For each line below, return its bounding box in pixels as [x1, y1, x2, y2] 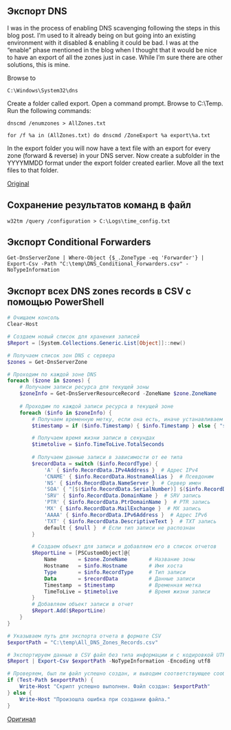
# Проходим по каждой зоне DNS [7, 371, 97, 378]
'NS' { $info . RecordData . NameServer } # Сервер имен [43, 479, 201, 487]
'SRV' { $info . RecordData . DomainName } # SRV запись [43, 492, 201, 499]
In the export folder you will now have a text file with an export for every [7, 144, 211, 152]
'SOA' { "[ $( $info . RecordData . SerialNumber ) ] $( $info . [43, 486, 205, 493]
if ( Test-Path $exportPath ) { [7, 677, 94, 684]
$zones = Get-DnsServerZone [7, 358, 88, 365]
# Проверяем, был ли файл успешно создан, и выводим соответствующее [7, 670, 211, 678]
